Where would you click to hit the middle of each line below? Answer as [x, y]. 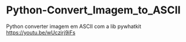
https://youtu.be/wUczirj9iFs [41, 32]
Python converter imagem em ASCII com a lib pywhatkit [74, 26]
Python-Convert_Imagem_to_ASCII [93, 10]
